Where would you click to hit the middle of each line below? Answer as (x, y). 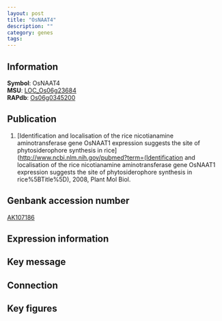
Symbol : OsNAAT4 (33, 83)
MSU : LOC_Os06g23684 (42, 90)
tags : (15, 39)
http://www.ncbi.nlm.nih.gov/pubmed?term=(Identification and (108, 157)
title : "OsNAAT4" (32, 20)
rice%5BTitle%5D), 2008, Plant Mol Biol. (74, 179)
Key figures (32, 309)
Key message (37, 262)
